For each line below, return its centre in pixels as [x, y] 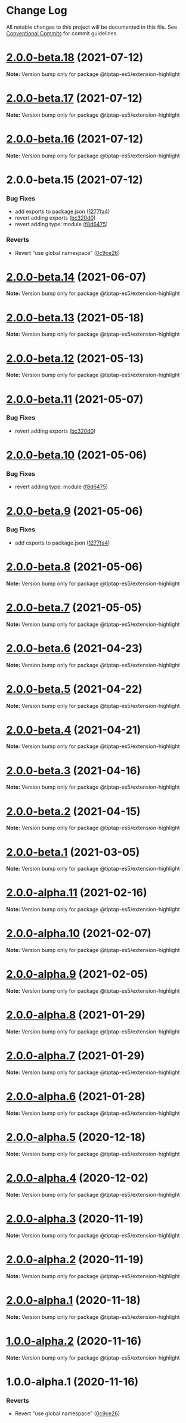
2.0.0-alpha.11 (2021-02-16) [77, 893]
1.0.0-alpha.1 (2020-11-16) [72, 1381]
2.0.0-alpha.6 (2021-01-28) [76, 1097]
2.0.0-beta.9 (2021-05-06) [75, 511]
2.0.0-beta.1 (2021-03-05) [73, 852]
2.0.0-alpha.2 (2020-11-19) [75, 1259]
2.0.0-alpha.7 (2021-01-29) [75, 1056]
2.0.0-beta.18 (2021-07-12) [75, 58]
